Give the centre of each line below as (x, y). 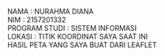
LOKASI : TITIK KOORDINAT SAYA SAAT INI (78, 36)
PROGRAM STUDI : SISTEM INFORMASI (72, 28)
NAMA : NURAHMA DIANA (51, 11)
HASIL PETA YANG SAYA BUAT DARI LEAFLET (82, 45)
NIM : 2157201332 (37, 20)
